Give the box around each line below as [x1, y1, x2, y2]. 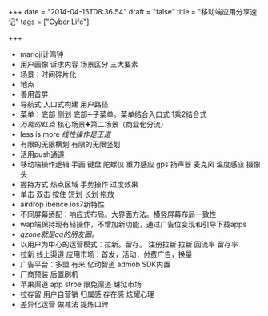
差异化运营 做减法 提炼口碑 [19, 299, 109, 309]
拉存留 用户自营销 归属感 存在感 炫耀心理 [19, 290, 154, 298]
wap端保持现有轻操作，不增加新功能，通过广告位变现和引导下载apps [19, 219, 247, 229]
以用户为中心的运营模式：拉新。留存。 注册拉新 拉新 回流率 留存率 [19, 239, 238, 249]
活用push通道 [19, 150, 66, 158]
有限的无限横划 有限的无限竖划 [19, 139, 121, 149]
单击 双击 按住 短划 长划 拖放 [19, 190, 114, 198]
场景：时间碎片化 [19, 70, 77, 78]
